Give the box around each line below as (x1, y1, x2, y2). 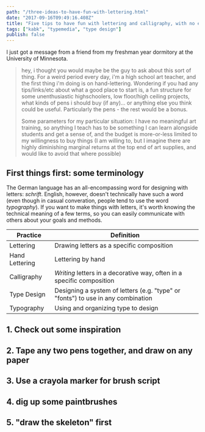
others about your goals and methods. (6, 216, 103, 224)
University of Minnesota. (6, 55, 68, 62)
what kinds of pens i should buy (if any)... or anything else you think (21, 99, 192, 107)
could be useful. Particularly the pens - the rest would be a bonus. (21, 106, 188, 113)
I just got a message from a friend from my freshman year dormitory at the (6, 48, 193, 56)
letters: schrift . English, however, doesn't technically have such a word (6, 190, 184, 197)
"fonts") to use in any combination (54, 294, 153, 302)
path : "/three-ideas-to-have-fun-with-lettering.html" (6, 9, 149, 15)
